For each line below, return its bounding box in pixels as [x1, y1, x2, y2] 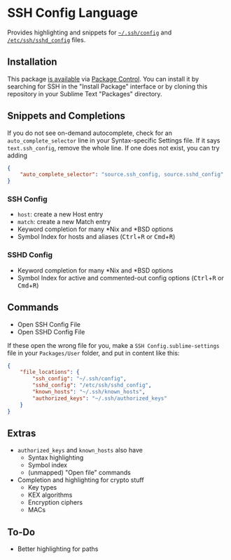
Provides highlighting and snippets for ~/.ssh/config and [7, 28, 172, 37]
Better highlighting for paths [17, 545, 99, 553]
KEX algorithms [27, 490, 73, 500]
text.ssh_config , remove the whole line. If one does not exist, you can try [7, 143, 220, 152]
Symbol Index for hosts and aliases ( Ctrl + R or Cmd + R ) [17, 233, 176, 241]
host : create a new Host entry [17, 210, 104, 219]
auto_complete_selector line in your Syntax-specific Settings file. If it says [7, 136, 220, 145]
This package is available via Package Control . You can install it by [7, 74, 199, 83]
